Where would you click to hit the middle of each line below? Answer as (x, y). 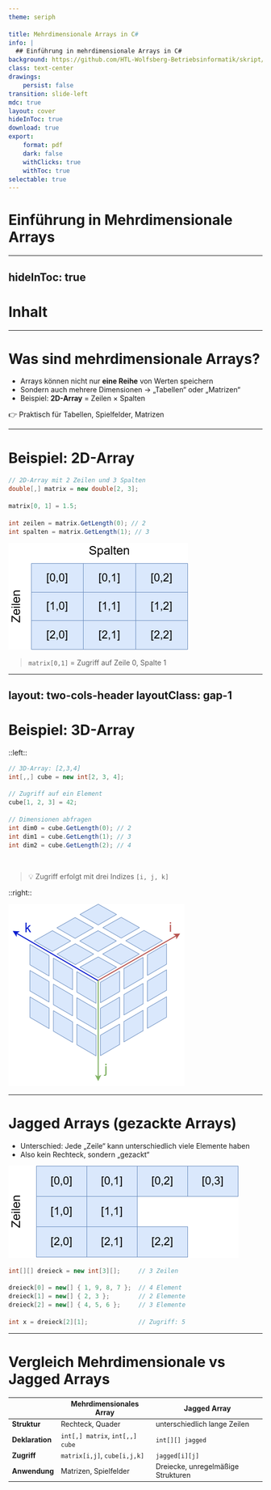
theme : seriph (32, 17)
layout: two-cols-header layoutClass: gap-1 (120, 695)
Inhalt (28, 312)
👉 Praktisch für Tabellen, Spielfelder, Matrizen (86, 415)
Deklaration (32, 1440)
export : (21, 137)
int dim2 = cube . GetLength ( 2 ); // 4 (70, 845)
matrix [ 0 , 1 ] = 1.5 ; (43, 506)
